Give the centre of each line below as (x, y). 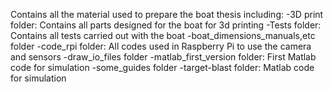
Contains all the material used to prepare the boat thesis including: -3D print (167, 14)
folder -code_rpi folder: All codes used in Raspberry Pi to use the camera (161, 46)
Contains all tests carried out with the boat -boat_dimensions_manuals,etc (163, 35)
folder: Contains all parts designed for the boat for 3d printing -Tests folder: (166, 25)
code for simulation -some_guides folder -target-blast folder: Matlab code (162, 67)
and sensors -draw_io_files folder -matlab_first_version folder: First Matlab (163, 57)
